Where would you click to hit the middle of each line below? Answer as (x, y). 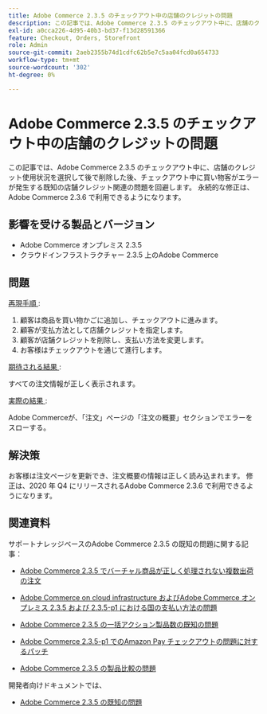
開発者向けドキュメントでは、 (57, 685)
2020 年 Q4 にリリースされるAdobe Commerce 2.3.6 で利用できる (138, 486)
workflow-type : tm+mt (44, 60)
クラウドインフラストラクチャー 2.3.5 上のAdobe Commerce (119, 255)
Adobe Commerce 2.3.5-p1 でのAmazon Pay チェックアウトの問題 (128, 641)
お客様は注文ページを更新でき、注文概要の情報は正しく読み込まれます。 (126, 476)
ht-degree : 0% (32, 75)
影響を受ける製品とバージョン (82, 224)
